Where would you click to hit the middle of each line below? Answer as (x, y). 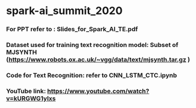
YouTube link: (26, 91)
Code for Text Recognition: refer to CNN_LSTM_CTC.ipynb (92, 75)
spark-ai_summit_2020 (64, 11)
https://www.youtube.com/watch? (98, 91)
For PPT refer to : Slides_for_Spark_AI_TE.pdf (72, 29)
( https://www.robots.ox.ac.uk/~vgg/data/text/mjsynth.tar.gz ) (98, 60)
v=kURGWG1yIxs (31, 98)
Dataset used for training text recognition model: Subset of (92, 45)
